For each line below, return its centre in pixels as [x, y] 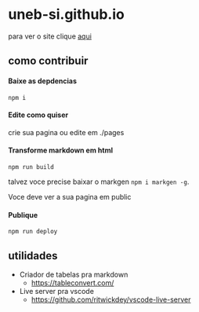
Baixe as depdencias [42, 81]
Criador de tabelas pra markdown [74, 274]
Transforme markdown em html [61, 150]
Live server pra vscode [56, 291]
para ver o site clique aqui [50, 36]
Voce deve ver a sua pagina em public [70, 196]
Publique [23, 215]
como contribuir [48, 61]
